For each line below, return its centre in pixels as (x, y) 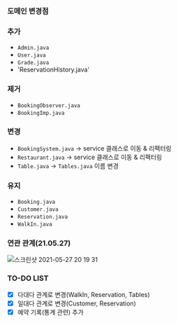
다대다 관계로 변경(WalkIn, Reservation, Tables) (83, 294)
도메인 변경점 (28, 11)
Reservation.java (43, 217)
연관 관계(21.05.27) (39, 243)
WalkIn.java (35, 225)
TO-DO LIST (28, 278)
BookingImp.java (41, 113)
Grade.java (33, 63)
